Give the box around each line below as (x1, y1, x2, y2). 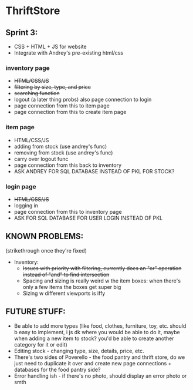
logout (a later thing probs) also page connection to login (13, 96, 152, 103)
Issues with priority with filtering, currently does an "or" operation (22, 264, 182, 271)
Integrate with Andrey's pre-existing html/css (13, 49, 124, 56)
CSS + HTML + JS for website (13, 43, 87, 50)
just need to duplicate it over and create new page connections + (13, 359, 172, 367)
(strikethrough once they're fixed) (5, 247, 87, 254)
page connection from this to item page (13, 102, 110, 109)
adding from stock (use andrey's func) (13, 143, 107, 150)
